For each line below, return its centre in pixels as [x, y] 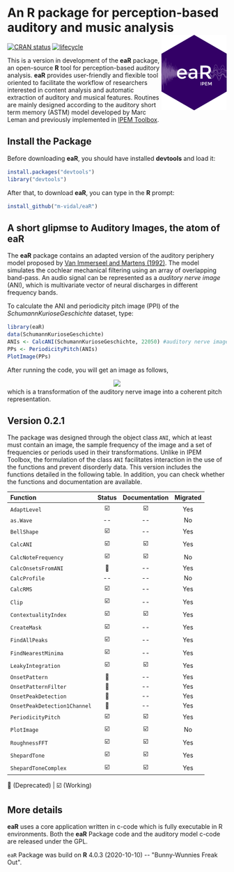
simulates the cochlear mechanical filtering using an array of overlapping [112, 270]
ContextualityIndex [38, 615]
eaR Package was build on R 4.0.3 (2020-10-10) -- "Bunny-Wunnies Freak [112, 855]
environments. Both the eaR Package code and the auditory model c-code [114, 834]
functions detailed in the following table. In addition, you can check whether [116, 474]
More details [35, 810]
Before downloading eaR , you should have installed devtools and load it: [111, 158]
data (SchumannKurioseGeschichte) [56, 335]
